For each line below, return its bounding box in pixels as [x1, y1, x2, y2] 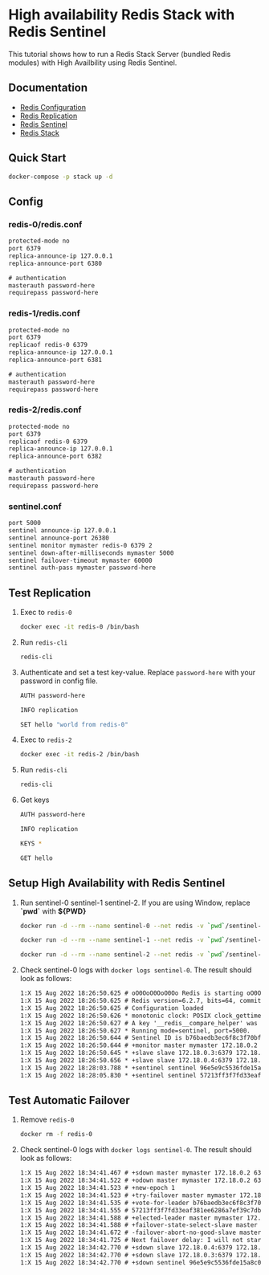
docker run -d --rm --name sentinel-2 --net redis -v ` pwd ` [19, 951, 226, 959]
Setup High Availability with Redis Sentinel [8, 877, 226, 890]
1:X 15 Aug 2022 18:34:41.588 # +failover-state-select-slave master [19, 1221, 259, 1229]
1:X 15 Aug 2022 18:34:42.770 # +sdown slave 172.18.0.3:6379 [19, 1251, 233, 1259]
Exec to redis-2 [19, 735, 72, 744]
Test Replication [8, 586, 92, 600]
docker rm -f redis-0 [19, 1130, 92, 1139]
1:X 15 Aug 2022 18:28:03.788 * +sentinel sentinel [19, 1064, 197, 1072]
